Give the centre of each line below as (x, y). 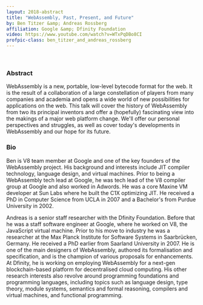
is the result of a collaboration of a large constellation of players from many (100, 93)
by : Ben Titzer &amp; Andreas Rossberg (57, 23)
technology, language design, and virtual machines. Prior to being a (91, 173)
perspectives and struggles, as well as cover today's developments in (93, 125)
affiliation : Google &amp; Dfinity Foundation (66, 29)
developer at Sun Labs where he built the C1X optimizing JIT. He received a (100, 193)
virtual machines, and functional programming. (65, 295)
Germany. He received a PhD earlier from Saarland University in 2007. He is (101, 243)
